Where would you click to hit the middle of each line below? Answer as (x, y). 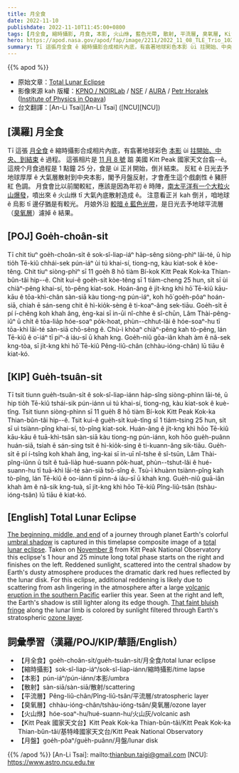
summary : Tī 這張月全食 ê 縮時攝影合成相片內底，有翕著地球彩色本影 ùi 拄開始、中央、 (122, 47)
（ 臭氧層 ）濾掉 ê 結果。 (42, 212)
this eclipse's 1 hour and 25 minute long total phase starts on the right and (116, 557)
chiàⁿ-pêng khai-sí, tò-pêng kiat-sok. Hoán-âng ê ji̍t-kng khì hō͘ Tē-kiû (110, 288)
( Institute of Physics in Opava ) (62, 99)
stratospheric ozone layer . (46, 618)
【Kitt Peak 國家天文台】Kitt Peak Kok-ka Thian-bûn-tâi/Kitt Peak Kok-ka (124, 722)
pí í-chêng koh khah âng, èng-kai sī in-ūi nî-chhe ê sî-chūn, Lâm (102, 313)
